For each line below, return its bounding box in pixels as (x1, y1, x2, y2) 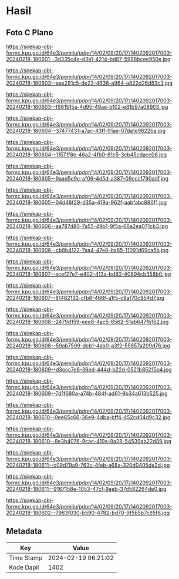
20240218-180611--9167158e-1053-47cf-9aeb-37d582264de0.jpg (6, 486, 167, 492)
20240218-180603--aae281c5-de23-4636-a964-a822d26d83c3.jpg (6, 79, 173, 86)
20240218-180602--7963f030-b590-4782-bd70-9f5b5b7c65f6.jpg (6, 510, 170, 516)
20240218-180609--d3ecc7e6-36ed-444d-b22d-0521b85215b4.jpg (6, 366, 172, 373)
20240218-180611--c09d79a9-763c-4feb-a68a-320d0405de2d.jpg (6, 461, 170, 468)
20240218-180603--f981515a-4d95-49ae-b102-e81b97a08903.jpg (6, 103, 168, 110)
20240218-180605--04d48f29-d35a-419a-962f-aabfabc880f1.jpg (6, 199, 167, 206)
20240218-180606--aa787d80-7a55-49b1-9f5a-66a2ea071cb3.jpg (6, 223, 168, 230)
